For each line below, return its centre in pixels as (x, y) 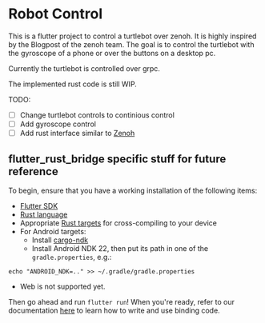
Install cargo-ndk (60, 240)
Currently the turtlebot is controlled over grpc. (84, 68)
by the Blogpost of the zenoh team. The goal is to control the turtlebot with (131, 44)
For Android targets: (53, 231)
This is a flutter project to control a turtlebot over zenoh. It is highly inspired (132, 36)
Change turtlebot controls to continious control (97, 115)
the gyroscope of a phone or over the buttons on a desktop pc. (112, 53)
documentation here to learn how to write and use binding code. (114, 310)
